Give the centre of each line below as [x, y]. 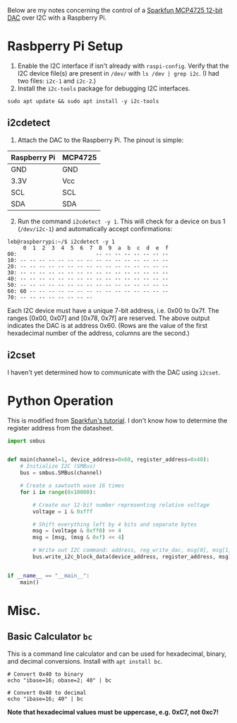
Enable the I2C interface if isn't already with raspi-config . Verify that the [123, 66]
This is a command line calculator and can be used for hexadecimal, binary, [117, 654]
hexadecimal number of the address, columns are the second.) [99, 333]
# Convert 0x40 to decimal [47, 693]
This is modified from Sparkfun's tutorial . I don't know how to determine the [117, 421]
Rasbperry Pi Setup [65, 46]
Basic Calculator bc [50, 636]
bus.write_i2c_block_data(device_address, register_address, [124, 557]
